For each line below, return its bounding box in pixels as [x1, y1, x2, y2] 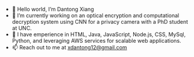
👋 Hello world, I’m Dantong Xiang [11, 6, 95, 12]
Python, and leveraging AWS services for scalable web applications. [11, 37, 182, 44]
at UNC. [11, 24, 32, 31]
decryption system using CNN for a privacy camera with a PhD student [11, 18, 189, 25]
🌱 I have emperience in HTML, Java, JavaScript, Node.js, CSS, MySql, [11, 31, 186, 38]
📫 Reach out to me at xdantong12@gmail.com [11, 44, 128, 50]
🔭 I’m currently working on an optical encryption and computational [11, 12, 180, 19]
